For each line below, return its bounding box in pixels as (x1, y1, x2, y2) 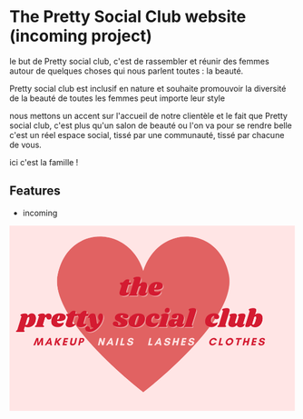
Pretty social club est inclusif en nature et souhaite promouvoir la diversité (9, 83, 287, 94)
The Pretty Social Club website (9, 6, 247, 27)
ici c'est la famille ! (9, 156, 79, 167)
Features (9, 184, 61, 199)
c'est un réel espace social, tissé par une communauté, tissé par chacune (9, 129, 285, 140)
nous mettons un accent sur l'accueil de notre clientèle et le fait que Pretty (9, 110, 288, 121)
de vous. (9, 139, 43, 150)
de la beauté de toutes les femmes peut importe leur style (9, 93, 225, 104)
